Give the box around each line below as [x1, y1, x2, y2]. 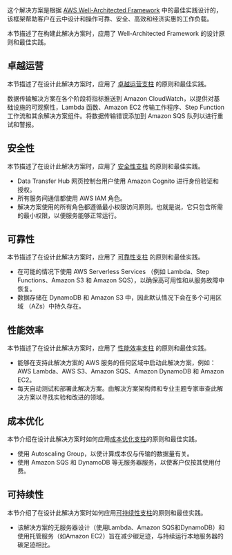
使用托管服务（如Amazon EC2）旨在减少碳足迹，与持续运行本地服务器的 [17, 532, 224, 540]
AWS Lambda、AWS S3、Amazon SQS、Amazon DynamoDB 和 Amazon [17, 367, 224, 376]
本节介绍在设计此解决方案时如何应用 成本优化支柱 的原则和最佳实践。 [7, 435, 201, 443]
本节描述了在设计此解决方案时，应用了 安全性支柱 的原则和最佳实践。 [7, 162, 204, 171]
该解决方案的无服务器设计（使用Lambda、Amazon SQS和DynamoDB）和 [17, 523, 225, 532]
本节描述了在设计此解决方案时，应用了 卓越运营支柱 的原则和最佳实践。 [7, 79, 211, 88]
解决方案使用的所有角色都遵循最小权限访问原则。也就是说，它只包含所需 [17, 202, 223, 211]
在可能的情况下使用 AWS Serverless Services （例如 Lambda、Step [17, 268, 209, 276]
